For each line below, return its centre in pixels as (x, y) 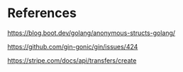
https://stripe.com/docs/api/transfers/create (72, 60)
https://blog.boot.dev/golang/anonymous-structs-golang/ (91, 33)
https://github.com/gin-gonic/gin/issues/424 (73, 46)
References (42, 13)
